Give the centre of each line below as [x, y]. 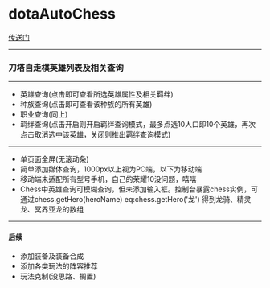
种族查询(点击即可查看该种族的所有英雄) [86, 105]
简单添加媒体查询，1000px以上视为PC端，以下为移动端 [111, 169]
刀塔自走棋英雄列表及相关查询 [66, 68]
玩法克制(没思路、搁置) [58, 276]
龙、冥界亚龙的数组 [52, 209]
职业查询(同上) [44, 114]
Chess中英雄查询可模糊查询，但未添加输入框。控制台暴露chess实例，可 [139, 189]
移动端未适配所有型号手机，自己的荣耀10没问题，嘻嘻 [108, 179]
